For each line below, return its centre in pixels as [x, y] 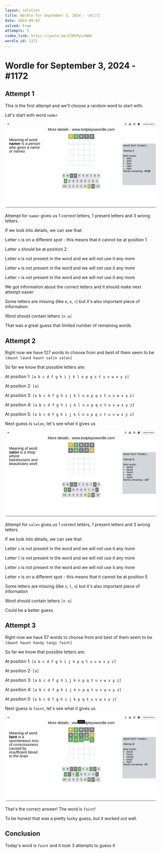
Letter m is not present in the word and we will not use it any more [70, 259]
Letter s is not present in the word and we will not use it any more [70, 548]
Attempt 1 [20, 94]
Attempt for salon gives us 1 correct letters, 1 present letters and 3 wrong [78, 524]
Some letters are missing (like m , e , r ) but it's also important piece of [73, 302]
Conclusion [23, 834]
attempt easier [19, 292]
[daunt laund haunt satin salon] [39, 358]
